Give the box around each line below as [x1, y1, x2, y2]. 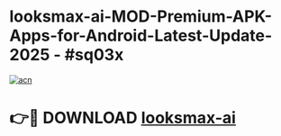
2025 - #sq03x [9, 45, 124, 65]
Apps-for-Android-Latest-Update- [9, 25, 273, 46]
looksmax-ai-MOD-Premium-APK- [9, 6, 273, 27]
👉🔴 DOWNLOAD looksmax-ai [9, 108, 237, 128]
